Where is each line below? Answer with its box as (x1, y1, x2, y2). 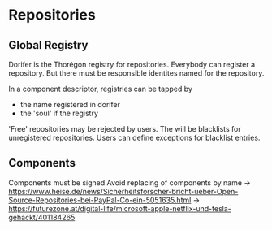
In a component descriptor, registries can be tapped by (8, 84, 193, 93)
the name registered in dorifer (19, 100, 120, 109)
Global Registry (8, 38, 89, 52)
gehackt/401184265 (8, 212, 76, 222)
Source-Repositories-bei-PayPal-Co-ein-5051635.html (8, 195, 192, 205)
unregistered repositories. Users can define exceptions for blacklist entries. (8, 132, 261, 142)
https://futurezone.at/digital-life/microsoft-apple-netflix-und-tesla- (8, 203, 231, 213)
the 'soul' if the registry (19, 108, 99, 118)
